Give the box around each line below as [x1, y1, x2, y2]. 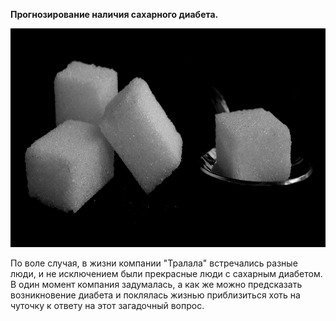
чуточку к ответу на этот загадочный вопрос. [10, 300, 205, 311]
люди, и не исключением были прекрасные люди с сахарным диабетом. [10, 268, 323, 279]
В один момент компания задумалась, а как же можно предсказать [10, 279, 303, 290]
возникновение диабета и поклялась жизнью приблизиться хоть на [10, 289, 301, 301]
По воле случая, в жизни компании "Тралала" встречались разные [10, 257, 298, 269]
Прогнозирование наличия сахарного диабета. [10, 9, 219, 20]
